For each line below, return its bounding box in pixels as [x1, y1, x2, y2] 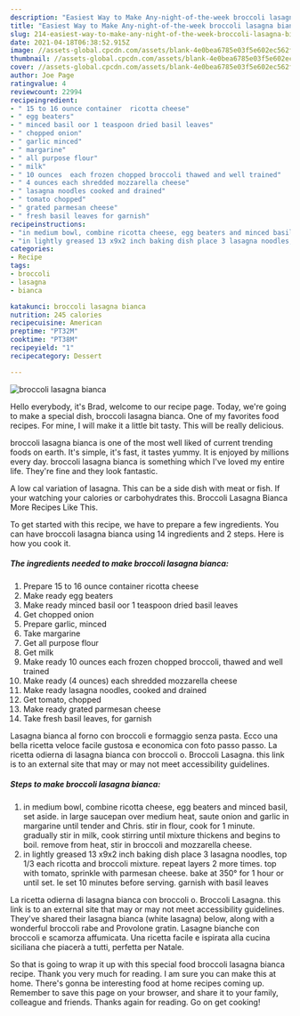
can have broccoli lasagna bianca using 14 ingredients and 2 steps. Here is [10, 528, 284, 539]
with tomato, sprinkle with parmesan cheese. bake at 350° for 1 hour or [22, 867, 284, 878]
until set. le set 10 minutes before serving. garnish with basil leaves [22, 877, 270, 888]
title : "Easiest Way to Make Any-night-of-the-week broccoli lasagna [10, 21, 274, 30]
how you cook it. [10, 537, 71, 548]
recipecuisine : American [10, 319, 102, 327]
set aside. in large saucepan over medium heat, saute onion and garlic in [22, 810, 289, 821]
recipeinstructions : [10, 220, 87, 229]
